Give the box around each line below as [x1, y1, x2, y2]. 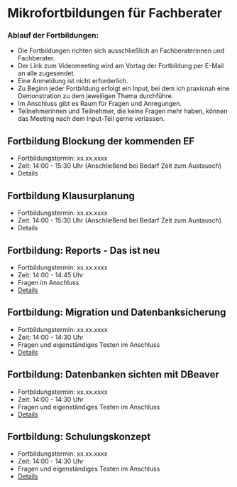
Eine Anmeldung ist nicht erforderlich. [17, 77, 129, 85]
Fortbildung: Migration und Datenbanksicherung [7, 306, 226, 319]
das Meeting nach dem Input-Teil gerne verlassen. [17, 114, 165, 123]
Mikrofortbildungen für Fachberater [7, 5, 222, 21]
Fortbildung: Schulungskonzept [7, 430, 151, 442]
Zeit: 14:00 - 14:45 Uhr [17, 270, 84, 279]
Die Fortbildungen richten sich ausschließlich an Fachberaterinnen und [17, 46, 225, 55]
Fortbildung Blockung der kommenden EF [7, 135, 195, 147]
